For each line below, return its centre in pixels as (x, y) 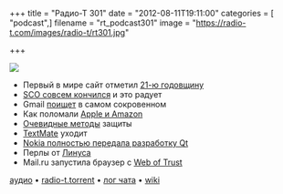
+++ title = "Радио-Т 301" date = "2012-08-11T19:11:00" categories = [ (141, 13)
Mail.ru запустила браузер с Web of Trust (102, 162)
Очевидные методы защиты (77, 123)
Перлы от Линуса (57, 153)
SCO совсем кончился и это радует (92, 94)
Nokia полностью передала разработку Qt (105, 143)
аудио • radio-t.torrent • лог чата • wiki (85, 180)
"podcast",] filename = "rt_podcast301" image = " (103, 23)
